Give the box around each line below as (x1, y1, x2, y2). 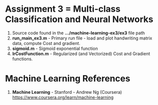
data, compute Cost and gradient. (12, 40, 80, 46)
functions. (12, 56, 33, 62)
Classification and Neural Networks (5, 14, 154, 25)
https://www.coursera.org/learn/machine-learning (12, 94, 114, 100)
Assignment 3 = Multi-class (5, 3, 121, 15)
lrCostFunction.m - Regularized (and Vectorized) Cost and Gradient (12, 50, 151, 57)
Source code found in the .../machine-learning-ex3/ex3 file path (12, 30, 145, 36)
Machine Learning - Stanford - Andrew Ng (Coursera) (12, 89, 122, 95)
